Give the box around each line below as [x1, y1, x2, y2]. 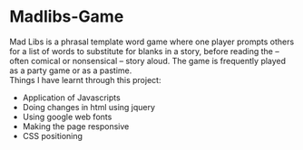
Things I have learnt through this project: [9, 74, 161, 85]
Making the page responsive [22, 120, 130, 132]
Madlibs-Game [9, 6, 124, 27]
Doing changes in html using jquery [22, 101, 156, 112]
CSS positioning [22, 130, 83, 141]
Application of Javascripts [22, 92, 121, 103]
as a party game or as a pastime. [9, 65, 132, 76]
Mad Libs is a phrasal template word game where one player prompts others [9, 36, 295, 47]
